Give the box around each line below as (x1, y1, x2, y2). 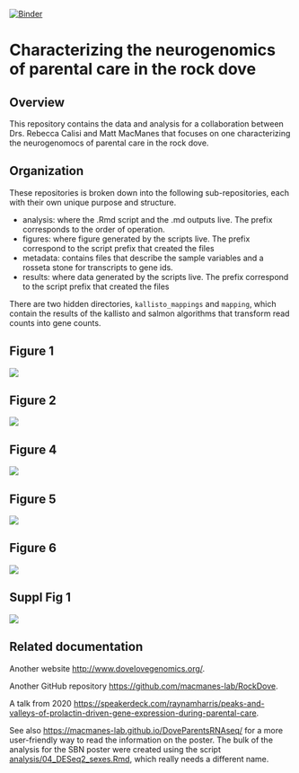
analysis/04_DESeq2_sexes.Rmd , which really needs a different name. (9, 753, 269, 764)
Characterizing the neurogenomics (9, 40, 277, 60)
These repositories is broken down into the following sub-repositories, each (9, 187, 290, 198)
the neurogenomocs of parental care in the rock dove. (9, 137, 209, 148)
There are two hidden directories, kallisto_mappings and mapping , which (9, 298, 277, 309)
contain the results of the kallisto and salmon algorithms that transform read (9, 308, 290, 319)
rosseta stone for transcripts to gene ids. (22, 261, 173, 273)
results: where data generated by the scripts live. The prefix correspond (22, 271, 289, 282)
